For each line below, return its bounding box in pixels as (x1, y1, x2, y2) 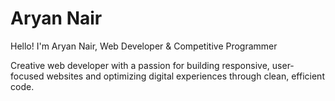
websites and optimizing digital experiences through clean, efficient (46, 70, 325, 82)
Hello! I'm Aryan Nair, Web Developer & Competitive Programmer (10, 40, 278, 52)
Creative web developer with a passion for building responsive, (10, 59, 270, 71)
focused (10, 70, 45, 82)
